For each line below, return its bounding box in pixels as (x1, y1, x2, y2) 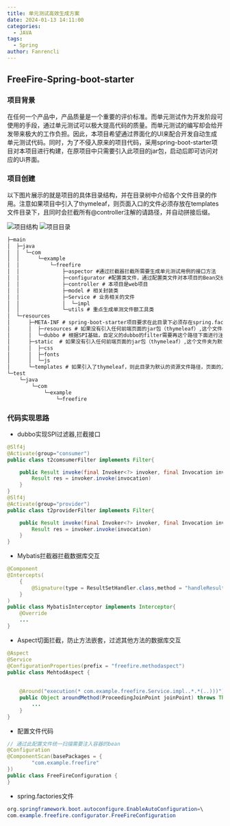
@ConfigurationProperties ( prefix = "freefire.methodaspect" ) (7, 662, 186, 669)
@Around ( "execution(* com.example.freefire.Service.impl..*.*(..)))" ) (19, 688, 225, 695)
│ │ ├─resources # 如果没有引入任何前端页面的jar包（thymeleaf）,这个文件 (7, 326, 222, 332)
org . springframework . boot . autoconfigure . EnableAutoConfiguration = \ (7, 805, 204, 812)
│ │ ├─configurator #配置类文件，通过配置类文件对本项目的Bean (7, 275, 216, 282)
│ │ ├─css (7, 344, 53, 352)
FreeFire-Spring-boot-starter (7, 73, 135, 86)
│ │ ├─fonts (7, 351, 60, 358)
